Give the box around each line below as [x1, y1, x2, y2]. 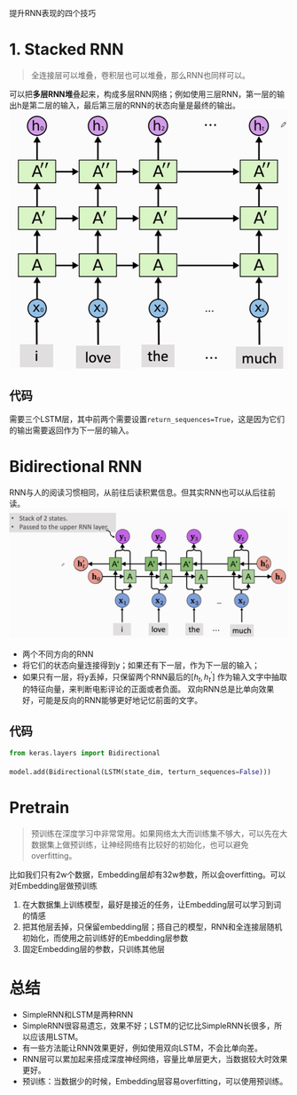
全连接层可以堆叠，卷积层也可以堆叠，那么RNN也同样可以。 [30, 69, 250, 80]
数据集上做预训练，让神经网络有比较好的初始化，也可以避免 [30, 839, 249, 850]
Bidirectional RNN [9, 456, 143, 476]
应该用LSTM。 [29, 1031, 83, 1042]
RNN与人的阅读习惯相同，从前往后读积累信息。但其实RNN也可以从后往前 [9, 487, 277, 498]
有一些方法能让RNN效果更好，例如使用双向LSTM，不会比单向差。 [21, 1043, 263, 1053]
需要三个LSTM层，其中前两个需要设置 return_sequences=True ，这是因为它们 [9, 413, 285, 424]
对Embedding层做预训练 [9, 880, 98, 891]
